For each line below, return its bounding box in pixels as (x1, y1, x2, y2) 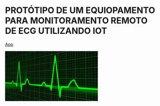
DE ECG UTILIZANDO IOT (5, 26, 108, 36)
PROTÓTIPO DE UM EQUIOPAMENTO (5, 5, 155, 16)
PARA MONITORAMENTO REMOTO (5, 15, 148, 26)
